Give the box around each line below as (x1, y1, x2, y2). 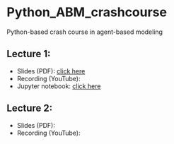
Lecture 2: (6, 102, 53, 114)
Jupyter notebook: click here (16, 82, 101, 90)
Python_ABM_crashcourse (6, 4, 168, 20)
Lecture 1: (6, 48, 51, 60)
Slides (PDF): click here (16, 66, 86, 75)
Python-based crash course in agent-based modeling (6, 28, 163, 36)
